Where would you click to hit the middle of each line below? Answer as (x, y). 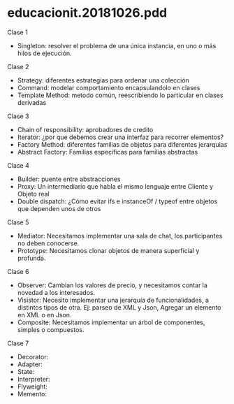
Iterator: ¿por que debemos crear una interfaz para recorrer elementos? (120, 137)
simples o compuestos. (51, 329)
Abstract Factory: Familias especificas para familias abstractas (108, 152)
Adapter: (30, 364)
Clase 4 (19, 165)
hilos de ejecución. (44, 53)
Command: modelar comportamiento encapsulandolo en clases (109, 87)
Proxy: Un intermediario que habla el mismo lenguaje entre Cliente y (115, 186)
